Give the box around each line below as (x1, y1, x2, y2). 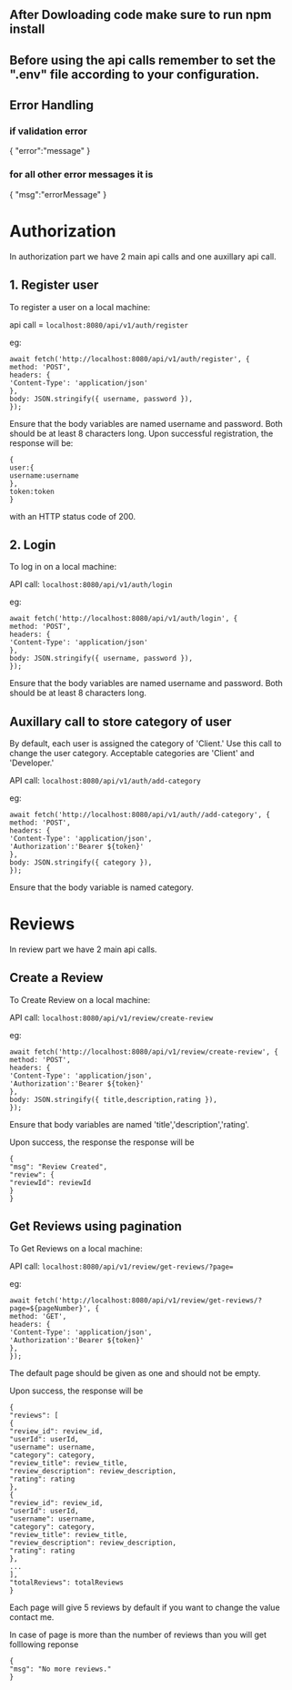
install (9, 22, 45, 37)
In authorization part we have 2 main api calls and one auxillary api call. (9, 250, 277, 262)
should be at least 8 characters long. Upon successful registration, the (9, 428, 274, 439)
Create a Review (9, 970, 104, 986)
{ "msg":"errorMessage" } (9, 188, 107, 199)
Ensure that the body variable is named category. (9, 882, 194, 893)
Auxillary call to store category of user (9, 713, 232, 729)
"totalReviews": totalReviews (9, 1578, 125, 1587)
